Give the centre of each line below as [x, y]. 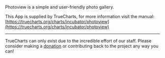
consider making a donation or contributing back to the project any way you [82, 46]
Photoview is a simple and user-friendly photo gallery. [60, 7]
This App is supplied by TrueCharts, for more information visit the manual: [80, 16]
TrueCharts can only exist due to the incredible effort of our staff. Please [78, 41]
